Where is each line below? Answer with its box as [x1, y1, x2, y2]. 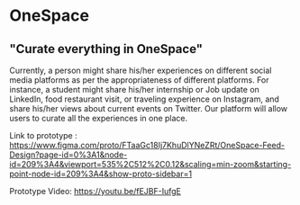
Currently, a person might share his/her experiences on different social [9, 65, 272, 76]
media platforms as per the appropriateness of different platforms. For [9, 75, 269, 85]
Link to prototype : [9, 130, 78, 140]
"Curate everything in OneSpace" [9, 41, 204, 57]
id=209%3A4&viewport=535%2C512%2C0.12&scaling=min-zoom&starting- [9, 159, 292, 169]
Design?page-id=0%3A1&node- [9, 149, 128, 160]
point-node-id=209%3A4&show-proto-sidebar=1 [9, 168, 192, 179]
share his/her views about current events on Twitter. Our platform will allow [9, 103, 288, 113]
